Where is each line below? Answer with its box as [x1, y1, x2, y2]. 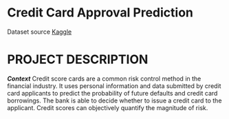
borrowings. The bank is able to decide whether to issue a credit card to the [7, 96, 222, 105]
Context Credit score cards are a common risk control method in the [7, 74, 201, 83]
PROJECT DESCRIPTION [7, 52, 149, 67]
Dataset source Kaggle [7, 28, 72, 36]
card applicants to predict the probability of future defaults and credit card [7, 89, 218, 97]
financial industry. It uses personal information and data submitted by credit [7, 81, 221, 90]
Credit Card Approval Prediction [7, 5, 194, 21]
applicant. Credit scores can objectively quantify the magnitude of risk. [7, 103, 208, 111]
